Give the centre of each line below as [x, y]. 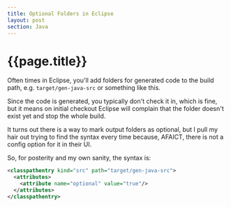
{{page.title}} [47, 61]
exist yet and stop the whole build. [57, 116]
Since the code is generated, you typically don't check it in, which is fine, [112, 101]
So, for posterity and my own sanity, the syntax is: [79, 158]
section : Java [28, 26]
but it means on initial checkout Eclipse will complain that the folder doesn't [116, 109]
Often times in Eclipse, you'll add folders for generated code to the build [111, 80]
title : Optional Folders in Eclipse [60, 14]
